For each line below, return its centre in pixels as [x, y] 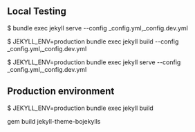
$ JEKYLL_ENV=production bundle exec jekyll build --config [93, 41]
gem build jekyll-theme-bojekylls [54, 121]
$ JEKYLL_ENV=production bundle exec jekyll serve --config [94, 62]
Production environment [61, 92]
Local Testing [37, 11]
